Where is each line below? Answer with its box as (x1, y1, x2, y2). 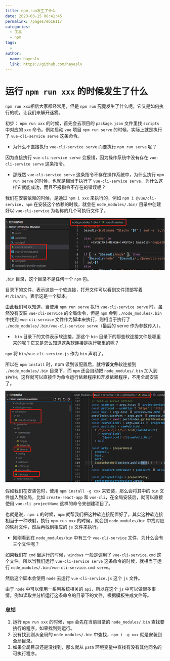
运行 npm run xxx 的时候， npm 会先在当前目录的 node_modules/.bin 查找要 (12, 618, 165, 625)
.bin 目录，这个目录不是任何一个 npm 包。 (5, 276, 92, 282)
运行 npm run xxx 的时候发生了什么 (5, 86, 148, 97)
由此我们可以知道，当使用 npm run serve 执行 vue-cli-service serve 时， (5, 304, 158, 310)
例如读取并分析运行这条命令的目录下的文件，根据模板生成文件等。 (14, 592, 152, 598)
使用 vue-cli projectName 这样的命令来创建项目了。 (5, 501, 113, 507)
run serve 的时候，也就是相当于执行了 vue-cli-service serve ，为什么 (12, 178, 159, 184)
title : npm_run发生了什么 (5, 8, 56, 13)
